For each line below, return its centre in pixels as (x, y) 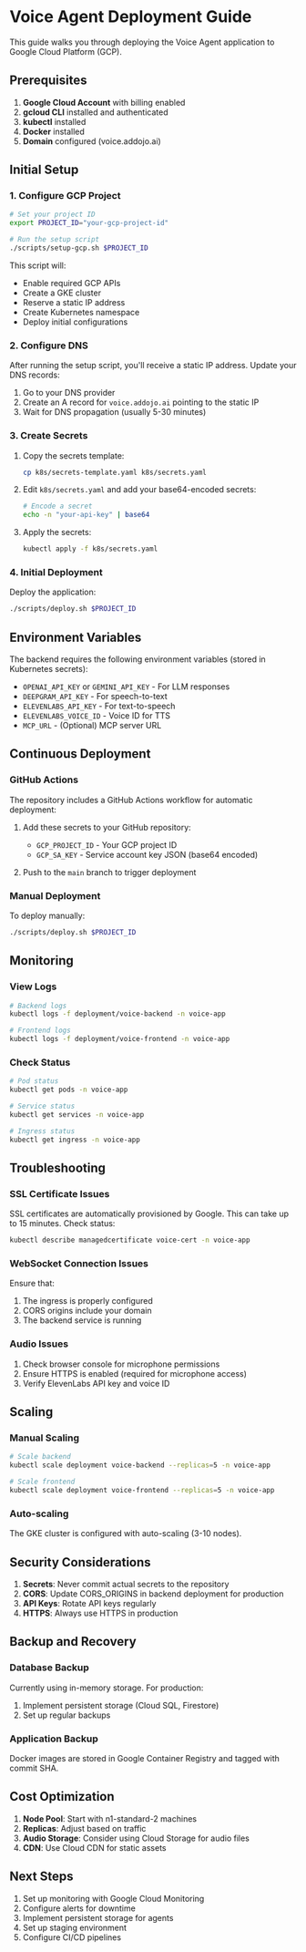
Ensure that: (32, 1284)
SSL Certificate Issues (60, 1193)
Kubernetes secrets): (49, 669)
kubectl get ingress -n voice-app (75, 1140)
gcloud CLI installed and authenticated (95, 112)
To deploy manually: (47, 915)
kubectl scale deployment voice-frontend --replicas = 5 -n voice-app (142, 1491)
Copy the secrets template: (73, 455)
